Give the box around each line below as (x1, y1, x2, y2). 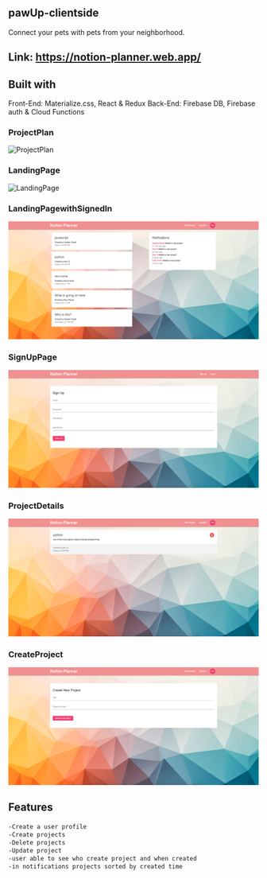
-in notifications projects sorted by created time (8, 862, 183, 870)
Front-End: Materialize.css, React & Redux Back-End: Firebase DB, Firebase (8, 99, 256, 108)
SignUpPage (8, 352, 57, 363)
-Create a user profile (8, 822, 87, 830)
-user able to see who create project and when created (8, 854, 197, 862)
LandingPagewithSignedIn (8, 203, 113, 214)
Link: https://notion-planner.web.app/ (8, 51, 201, 64)
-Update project (8, 846, 62, 854)
